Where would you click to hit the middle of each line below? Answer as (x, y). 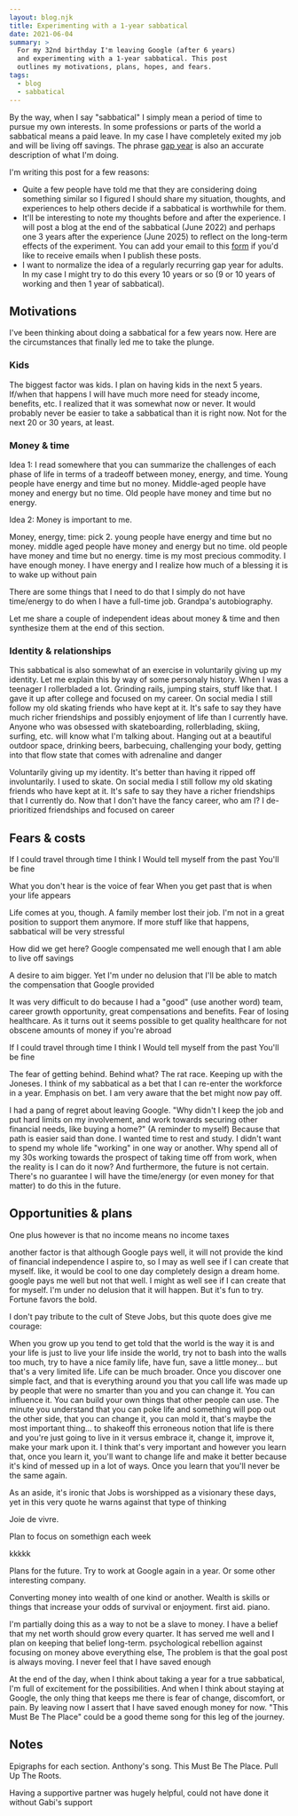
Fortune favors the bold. (53, 1299)
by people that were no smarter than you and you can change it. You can (142, 1390)
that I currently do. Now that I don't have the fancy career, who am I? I (137, 801)
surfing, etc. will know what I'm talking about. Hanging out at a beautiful (141, 736)
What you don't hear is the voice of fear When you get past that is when (141, 886)
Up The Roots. (35, 1775)
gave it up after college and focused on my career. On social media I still (141, 699)
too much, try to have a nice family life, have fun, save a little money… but (143, 1362)
